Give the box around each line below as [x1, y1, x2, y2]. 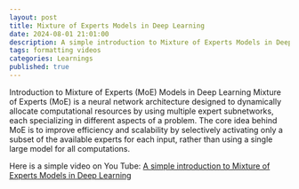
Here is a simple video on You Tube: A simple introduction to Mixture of [9, 161, 271, 171]
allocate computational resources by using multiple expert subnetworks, [9, 106, 274, 116]
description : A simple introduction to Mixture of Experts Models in [9, 37, 273, 47]
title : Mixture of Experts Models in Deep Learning [9, 21, 205, 30]
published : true [9, 63, 69, 72]
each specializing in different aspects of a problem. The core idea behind [9, 114, 278, 125]
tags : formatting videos [9, 46, 101, 55]
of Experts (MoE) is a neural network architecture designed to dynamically [9, 96, 282, 106]
